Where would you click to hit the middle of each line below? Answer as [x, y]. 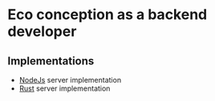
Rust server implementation [65, 88]
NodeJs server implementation [70, 80]
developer [42, 31]
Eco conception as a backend [107, 15]
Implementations [51, 61]
